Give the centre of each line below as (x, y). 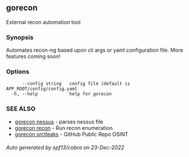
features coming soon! (33, 56)
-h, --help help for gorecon (62, 94)
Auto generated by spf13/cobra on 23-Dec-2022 (65, 148)
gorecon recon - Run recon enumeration (64, 128)
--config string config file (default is (76, 84)
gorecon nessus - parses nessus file (59, 122)
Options (18, 72)
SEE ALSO (21, 109)
